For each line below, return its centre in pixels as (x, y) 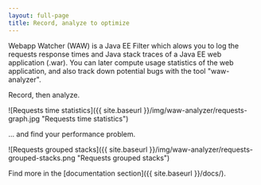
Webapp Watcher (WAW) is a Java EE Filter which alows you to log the (124, 45)
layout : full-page (39, 15)
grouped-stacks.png (42, 158)
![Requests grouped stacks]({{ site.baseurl (78, 149)
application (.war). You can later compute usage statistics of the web (121, 62)
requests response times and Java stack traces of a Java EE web (115, 54)
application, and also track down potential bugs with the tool (107, 71)
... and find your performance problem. (72, 134)
